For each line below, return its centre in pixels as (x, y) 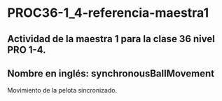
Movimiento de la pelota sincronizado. (62, 90)
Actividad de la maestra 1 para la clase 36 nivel (111, 39)
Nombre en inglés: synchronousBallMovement (111, 73)
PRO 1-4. (27, 49)
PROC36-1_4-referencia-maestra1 (108, 13)
